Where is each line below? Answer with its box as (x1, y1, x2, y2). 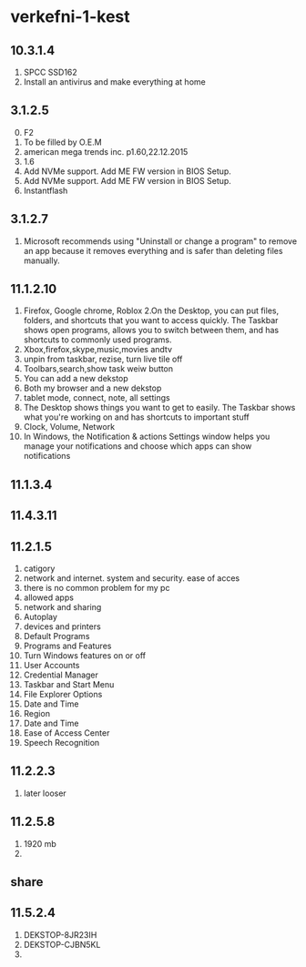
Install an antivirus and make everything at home (23, 76, 206, 87)
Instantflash (23, 185, 68, 196)
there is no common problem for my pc (23, 583, 170, 594)
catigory (23, 563, 56, 575)
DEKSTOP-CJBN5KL (23, 939, 101, 950)
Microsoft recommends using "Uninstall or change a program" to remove (23, 235, 298, 247)
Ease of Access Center (23, 728, 110, 738)
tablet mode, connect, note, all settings (23, 392, 171, 403)
